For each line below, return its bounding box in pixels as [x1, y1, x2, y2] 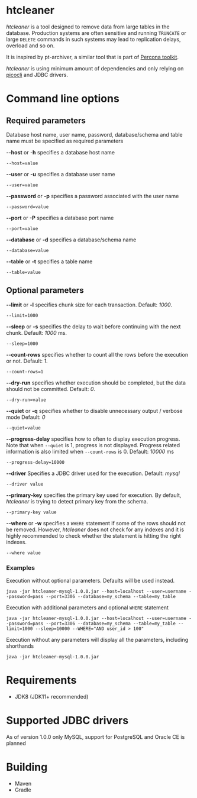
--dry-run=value [6, 397, 46, 403]
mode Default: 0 [6, 413, 46, 421]
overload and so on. [6, 42, 55, 49]
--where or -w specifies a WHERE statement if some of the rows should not [6, 519, 186, 526]
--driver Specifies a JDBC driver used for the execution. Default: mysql [6, 470, 180, 477]
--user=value [6, 182, 38, 188]
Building [6, 761, 48, 774]
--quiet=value [6, 425, 41, 431]
